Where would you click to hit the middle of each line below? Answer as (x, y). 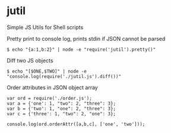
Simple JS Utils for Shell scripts (45, 27)
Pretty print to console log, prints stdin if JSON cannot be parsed (86, 38)
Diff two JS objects (30, 60)
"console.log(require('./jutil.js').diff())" (64, 76)
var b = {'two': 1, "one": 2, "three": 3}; (61, 108)
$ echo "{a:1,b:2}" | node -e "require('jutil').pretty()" (81, 49)
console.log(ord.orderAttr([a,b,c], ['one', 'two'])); (76, 124)
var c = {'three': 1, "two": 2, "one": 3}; (61, 113)
